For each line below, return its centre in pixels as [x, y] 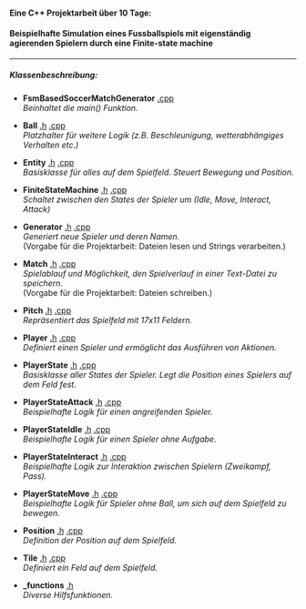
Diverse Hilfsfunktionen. [68, 594]
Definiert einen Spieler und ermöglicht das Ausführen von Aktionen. [150, 347]
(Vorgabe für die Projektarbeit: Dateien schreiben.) [117, 292]
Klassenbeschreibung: [54, 75]
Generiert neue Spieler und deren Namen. [101, 236]
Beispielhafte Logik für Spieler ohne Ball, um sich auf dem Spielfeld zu [154, 503]
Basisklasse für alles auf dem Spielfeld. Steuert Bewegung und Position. [158, 172]
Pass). [35, 476]
